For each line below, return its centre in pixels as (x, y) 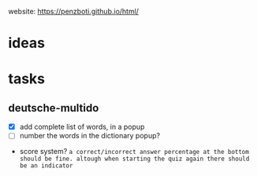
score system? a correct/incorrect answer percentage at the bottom (134, 152)
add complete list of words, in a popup (82, 127)
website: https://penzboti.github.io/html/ (74, 11)
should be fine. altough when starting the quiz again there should (134, 159)
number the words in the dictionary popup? (89, 136)
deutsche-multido (54, 108)
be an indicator (46, 166)
